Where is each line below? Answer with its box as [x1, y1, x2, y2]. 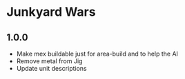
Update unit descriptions [16, 65, 87, 72]
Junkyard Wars [6, 4, 96, 20]
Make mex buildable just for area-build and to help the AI [16, 49, 179, 58]
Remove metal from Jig [16, 57, 83, 65]
